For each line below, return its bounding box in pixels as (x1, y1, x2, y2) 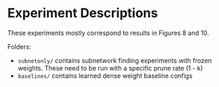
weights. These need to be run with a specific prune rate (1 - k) (17, 63, 203, 72)
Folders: (7, 42, 31, 51)
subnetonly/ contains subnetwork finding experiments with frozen (17, 56, 212, 65)
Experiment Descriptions (7, 5, 158, 21)
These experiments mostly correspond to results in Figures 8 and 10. (7, 29, 209, 37)
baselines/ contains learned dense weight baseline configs (17, 71, 193, 80)
